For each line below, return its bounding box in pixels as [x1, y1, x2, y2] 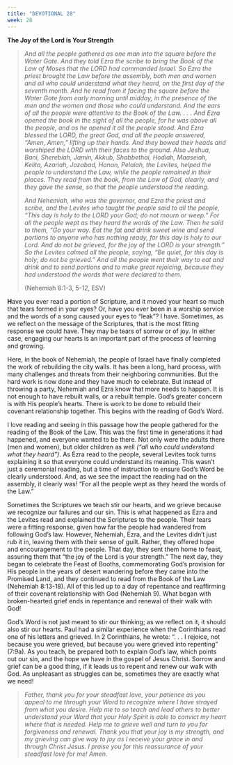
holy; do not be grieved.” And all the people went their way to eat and [24, 255, 225, 263]
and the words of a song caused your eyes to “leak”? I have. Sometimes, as [7, 311, 224, 320]
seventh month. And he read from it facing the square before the [24, 86, 210, 95]
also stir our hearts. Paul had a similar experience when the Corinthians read [7, 625, 226, 633]
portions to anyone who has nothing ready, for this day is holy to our [24, 233, 221, 241]
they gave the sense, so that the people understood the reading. [24, 183, 209, 191]
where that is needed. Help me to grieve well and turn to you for [24, 720, 208, 728]
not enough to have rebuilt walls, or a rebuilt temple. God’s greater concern [7, 392, 223, 401]
